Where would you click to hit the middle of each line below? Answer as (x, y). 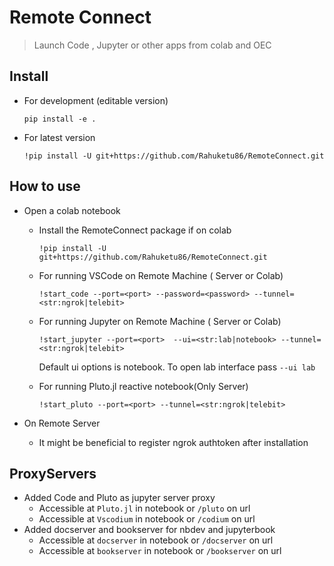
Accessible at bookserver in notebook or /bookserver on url (160, 551)
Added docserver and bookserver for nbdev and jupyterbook (149, 530)
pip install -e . (60, 119)
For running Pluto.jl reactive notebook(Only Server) (143, 386)
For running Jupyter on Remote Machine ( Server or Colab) (160, 321)
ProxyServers (53, 473)
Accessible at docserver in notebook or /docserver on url (156, 540)
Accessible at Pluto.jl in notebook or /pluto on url (144, 508)
